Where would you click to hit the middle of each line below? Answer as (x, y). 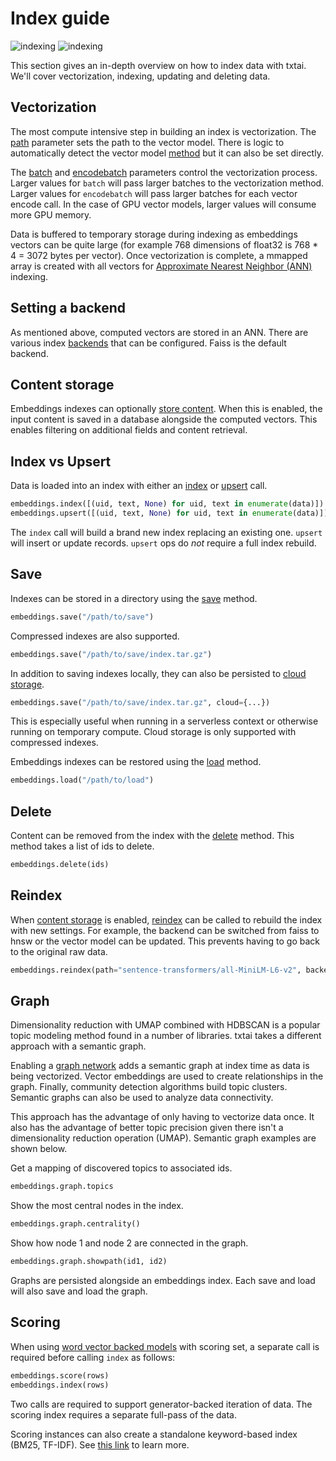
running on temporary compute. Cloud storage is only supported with (153, 732)
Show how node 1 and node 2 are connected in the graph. (129, 1243)
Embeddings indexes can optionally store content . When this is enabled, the (166, 409)
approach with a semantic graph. (78, 1046)
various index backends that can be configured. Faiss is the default (148, 343)
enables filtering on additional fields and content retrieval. (129, 430)
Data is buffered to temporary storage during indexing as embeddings (154, 234)
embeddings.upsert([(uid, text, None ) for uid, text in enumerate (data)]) (169, 513)
